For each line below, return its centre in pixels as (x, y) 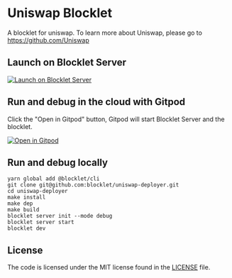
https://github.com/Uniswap (49, 40)
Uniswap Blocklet (60, 13)
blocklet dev (27, 228)
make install (27, 198)
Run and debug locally (58, 162)
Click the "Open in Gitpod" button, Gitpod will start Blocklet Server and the (116, 119)
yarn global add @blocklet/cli (54, 179)
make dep (20, 204)
